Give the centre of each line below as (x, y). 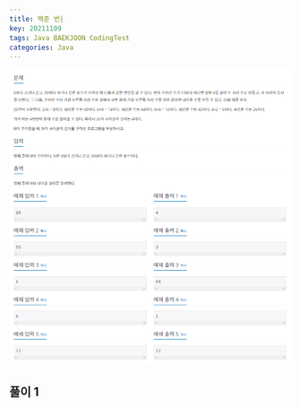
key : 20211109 (36, 28)
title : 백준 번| (37, 19)
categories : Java (42, 48)
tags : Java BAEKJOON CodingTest (69, 38)
